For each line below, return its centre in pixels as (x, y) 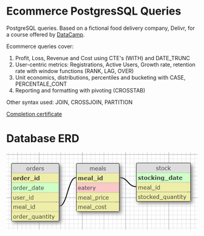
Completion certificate (34, 114)
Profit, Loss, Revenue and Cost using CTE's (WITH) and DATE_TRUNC (102, 58)
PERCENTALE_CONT (41, 84)
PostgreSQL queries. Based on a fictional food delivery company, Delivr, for (101, 28)
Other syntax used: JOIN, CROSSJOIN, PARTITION (70, 102)
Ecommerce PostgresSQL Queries (94, 11)
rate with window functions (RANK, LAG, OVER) (74, 71)
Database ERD (43, 139)
